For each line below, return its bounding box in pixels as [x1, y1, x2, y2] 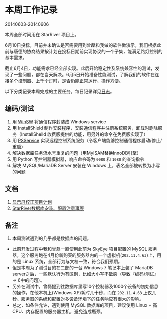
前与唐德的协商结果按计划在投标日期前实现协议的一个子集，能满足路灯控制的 [5, 48, 163, 54]
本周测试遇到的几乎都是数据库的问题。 [12, 235, 91, 241]
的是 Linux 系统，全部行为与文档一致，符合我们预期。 [12, 258, 123, 265]
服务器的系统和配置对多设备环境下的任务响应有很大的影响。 [21, 296, 144, 302]
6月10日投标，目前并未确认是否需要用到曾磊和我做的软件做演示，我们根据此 [5, 42, 161, 48]
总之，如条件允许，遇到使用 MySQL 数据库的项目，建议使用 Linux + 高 [12, 302, 157, 308]
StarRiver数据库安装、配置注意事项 [12, 205, 84, 211]
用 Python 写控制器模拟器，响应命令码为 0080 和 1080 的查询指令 [12, 156, 145, 162]
